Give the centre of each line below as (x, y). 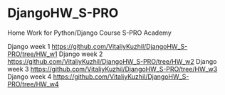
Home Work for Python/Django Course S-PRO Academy (90, 33)
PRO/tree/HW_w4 (33, 84)
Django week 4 (30, 77)
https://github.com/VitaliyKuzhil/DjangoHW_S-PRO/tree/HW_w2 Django (112, 61)
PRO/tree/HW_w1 (32, 54)
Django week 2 (81, 54)
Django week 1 (29, 46)
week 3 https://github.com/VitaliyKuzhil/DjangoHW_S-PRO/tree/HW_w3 (112, 69)
